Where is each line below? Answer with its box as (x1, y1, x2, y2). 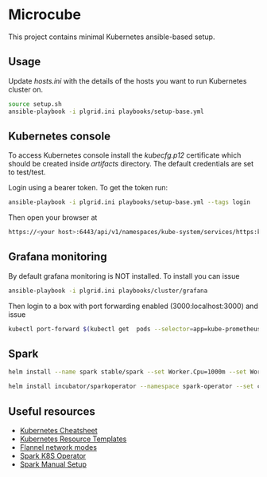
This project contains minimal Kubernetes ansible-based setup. (8, 32, 215, 41)
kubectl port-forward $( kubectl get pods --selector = (8, 325, 194, 333)
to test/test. (8, 167, 46, 177)
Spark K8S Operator (19, 452, 87, 460)
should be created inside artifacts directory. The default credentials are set (8, 159, 254, 169)
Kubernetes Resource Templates (19, 434, 127, 444)
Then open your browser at (8, 213, 98, 222)
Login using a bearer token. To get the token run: (8, 183, 168, 193)
